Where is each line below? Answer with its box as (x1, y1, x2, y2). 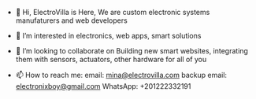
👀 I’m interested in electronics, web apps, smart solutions (15, 31, 202, 40)
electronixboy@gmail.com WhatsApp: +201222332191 (15, 82, 191, 90)
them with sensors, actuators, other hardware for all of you (15, 55, 207, 64)
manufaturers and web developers (15, 16, 128, 25)
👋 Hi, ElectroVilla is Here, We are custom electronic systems (15, 8, 210, 16)
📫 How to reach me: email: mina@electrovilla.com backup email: (15, 71, 227, 79)
